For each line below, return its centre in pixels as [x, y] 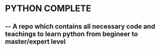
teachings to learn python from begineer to [71, 34]
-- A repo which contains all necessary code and [80, 26]
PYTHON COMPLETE [48, 8]
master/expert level [36, 42]
